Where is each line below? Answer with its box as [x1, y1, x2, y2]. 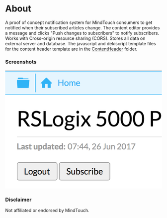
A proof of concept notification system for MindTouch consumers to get [5, 19, 153, 25]
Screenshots [5, 58, 37, 65]
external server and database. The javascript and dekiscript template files [5, 40, 156, 46]
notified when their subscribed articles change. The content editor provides [5, 24, 160, 30]
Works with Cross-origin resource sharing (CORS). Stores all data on [5, 35, 146, 41]
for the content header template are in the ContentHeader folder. [5, 46, 138, 52]
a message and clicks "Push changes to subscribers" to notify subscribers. [5, 30, 160, 36]
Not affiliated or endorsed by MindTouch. [5, 208, 89, 214]
